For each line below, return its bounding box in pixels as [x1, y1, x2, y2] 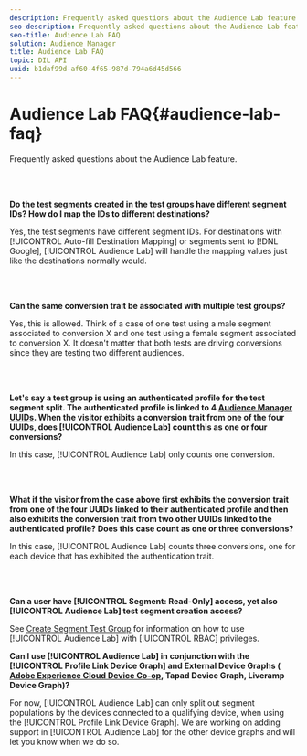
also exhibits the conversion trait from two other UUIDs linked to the [9, 513, 272, 524]
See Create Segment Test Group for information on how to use [9, 623, 245, 634]
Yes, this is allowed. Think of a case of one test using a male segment [9, 317, 271, 329]
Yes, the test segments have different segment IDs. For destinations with [9, 226, 282, 237]
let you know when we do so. [9, 736, 120, 747]
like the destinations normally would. [9, 255, 148, 266]
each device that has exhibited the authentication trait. [9, 550, 215, 561]
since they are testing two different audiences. [9, 346, 185, 357]
